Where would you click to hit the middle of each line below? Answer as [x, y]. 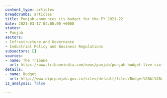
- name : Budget [21, 74]
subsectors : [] [21, 51]
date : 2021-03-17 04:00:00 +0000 [40, 24]
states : [13, 28]
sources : [14, 56]
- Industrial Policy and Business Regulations [54, 47]
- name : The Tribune [27, 60]
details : [14, 70]
